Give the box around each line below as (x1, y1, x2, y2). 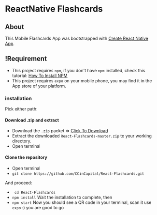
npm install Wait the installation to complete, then (12, 194, 113, 200)
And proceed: (5, 180, 32, 185)
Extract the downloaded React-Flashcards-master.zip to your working (12, 133, 152, 139)
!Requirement (5, 55, 47, 63)
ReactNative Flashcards (5, 3, 103, 15)
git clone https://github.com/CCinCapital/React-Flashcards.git (12, 171, 144, 176)
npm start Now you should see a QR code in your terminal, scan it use (12, 200, 152, 205)
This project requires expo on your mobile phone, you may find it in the (12, 77, 152, 83)
